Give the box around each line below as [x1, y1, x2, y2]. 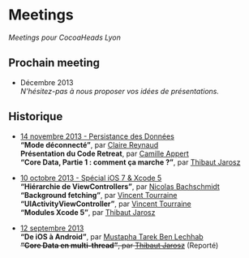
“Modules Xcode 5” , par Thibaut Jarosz [19, 207, 156, 217]
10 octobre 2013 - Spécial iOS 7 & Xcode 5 [19, 173, 162, 183]
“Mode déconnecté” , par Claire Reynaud [19, 140, 159, 149]
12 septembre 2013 [19, 223, 84, 233]
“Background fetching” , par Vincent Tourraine [19, 190, 178, 200]
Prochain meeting [8, 56, 100, 70]
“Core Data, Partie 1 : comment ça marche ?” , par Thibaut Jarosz [19, 157, 241, 167]
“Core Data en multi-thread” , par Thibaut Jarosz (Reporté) [19, 240, 219, 250]
